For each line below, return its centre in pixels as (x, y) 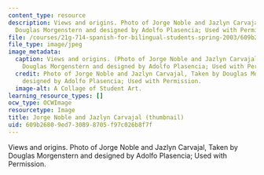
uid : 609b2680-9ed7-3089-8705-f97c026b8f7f (81, 125)
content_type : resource (47, 15)
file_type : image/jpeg (45, 45)
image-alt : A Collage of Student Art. (79, 88)
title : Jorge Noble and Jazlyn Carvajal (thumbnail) (96, 118)
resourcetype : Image (42, 111)
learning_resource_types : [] (56, 96)
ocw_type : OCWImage (40, 103)
